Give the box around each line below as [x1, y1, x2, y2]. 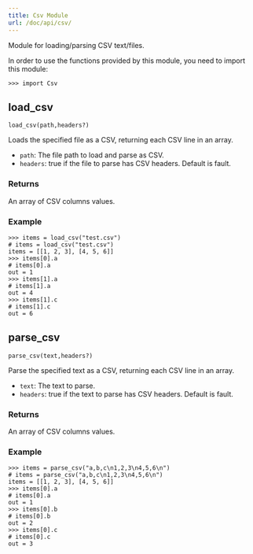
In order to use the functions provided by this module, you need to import [8, 56, 246, 65]
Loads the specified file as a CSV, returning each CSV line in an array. [8, 135, 234, 145]
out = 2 [8, 519, 34, 527]
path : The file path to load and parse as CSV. [19, 150, 165, 160]
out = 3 [8, 540, 34, 548]
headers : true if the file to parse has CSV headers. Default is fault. [19, 159, 232, 168]
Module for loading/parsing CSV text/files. [8, 40, 145, 50]
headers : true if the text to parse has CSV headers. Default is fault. [19, 389, 234, 398]
